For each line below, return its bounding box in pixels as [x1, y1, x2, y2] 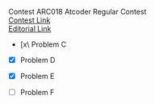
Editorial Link [8, 24, 52, 33]
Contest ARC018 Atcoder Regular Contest [8, 7, 147, 16]
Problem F [19, 88, 55, 98]
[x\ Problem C [19, 40, 67, 49]
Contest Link [8, 15, 51, 25]
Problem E [19, 72, 55, 81]
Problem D [19, 56, 56, 64]
